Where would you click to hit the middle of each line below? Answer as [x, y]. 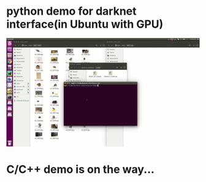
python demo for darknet [71, 11]
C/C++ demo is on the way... [81, 169]
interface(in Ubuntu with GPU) [85, 24]
